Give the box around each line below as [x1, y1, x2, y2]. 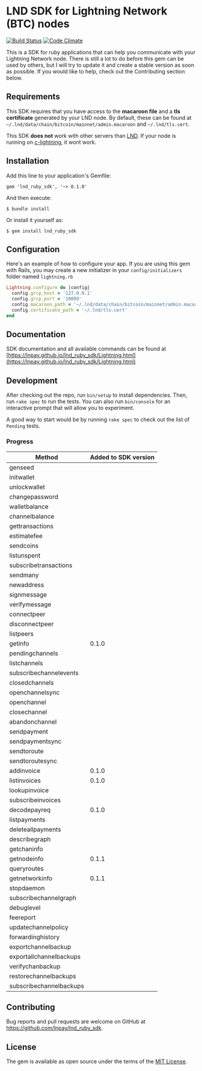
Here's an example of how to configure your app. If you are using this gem [6, 260, 191, 267]
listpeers [9, 629, 34, 638]
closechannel [9, 707, 47, 716]
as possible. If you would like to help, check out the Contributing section [6, 67, 185, 75]
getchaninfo [9, 845, 43, 853]
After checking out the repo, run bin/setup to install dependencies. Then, [6, 391, 188, 399]
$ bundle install [6, 206, 50, 212]
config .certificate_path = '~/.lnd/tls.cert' [11, 307, 128, 313]
